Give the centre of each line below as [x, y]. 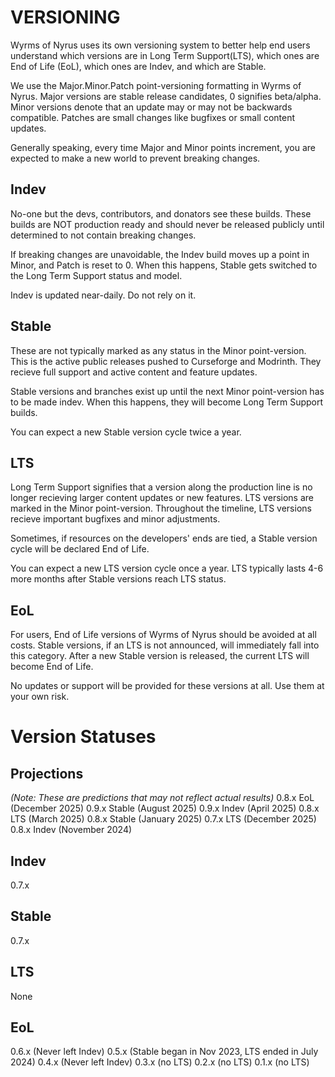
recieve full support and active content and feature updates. [134, 372]
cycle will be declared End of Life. [80, 549]
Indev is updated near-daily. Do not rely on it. [103, 295]
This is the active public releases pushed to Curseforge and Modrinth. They [166, 361]
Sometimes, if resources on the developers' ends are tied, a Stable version [164, 538]
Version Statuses [83, 737]
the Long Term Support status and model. [96, 275]
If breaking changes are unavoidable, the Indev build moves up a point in [160, 254]
